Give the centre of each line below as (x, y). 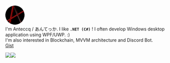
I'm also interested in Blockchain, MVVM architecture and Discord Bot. (79, 40)
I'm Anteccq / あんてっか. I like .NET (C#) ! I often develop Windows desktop (85, 29)
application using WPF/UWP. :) (38, 35)
